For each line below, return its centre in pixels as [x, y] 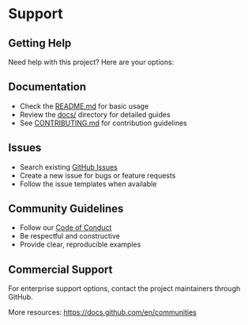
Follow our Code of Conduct [66, 227]
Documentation [47, 87]
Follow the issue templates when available [88, 184]
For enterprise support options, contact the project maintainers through [124, 289]
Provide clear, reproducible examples [80, 245]
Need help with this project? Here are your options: [91, 62]
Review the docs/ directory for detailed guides [95, 114]
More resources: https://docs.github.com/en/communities [103, 312]
